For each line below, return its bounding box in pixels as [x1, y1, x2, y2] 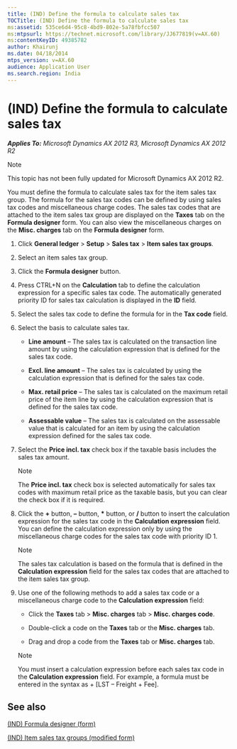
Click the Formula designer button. [17, 267, 121, 276]
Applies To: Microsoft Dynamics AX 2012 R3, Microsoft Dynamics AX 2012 [7, 139, 226, 148]
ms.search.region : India [7, 70, 81, 77]
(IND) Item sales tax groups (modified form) [7, 733, 135, 742]
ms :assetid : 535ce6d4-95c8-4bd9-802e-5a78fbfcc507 [7, 23, 160, 31]
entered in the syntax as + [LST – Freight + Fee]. [17, 680, 160, 689]
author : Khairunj [7, 43, 59, 51]
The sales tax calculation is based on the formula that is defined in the [17, 560, 224, 568]
